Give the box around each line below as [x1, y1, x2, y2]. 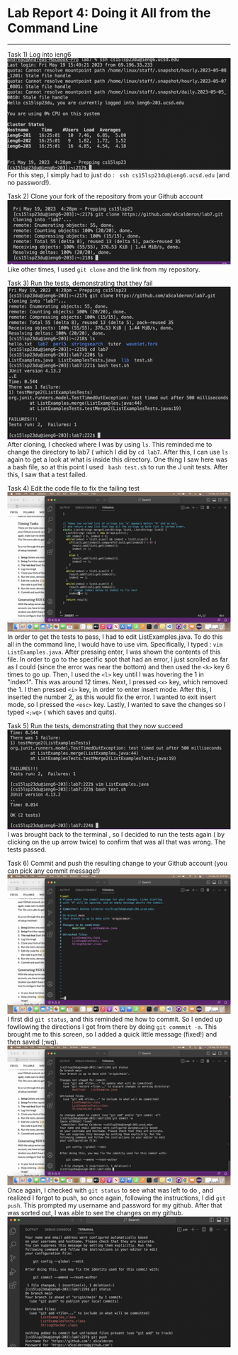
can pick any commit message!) [7, 866, 101, 875]
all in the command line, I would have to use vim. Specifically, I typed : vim [7, 640, 223, 648]
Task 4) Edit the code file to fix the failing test [7, 484, 140, 492]
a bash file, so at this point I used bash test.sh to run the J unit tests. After [7, 463, 228, 471]
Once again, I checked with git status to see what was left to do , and [7, 1186, 214, 1194]
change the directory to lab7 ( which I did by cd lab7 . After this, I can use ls [7, 448, 229, 456]
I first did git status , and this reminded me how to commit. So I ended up [7, 1015, 223, 1023]
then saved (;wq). [7, 1037, 59, 1046]
